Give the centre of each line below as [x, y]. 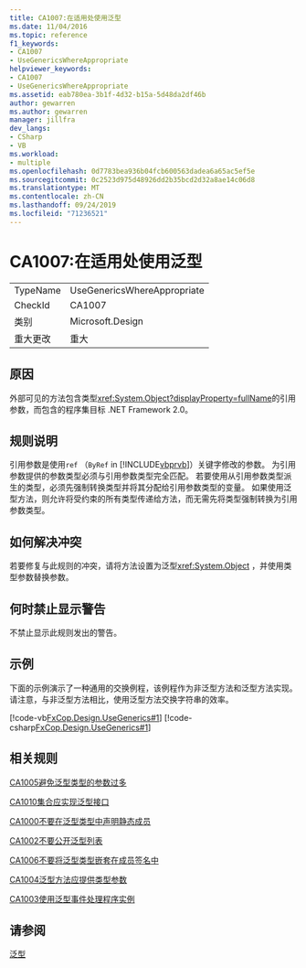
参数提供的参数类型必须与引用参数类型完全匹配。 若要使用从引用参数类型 [147, 476]
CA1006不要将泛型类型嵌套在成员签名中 [84, 860]
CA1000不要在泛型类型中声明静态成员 [80, 821]
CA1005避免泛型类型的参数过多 [68, 782]
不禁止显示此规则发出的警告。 [65, 632]
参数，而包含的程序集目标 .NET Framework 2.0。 [101, 409]
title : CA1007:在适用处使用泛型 [65, 18]
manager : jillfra [42, 120]
